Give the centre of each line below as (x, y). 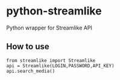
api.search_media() (31, 71)
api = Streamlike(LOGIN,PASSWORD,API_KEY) (60, 66)
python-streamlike (54, 11)
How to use (28, 47)
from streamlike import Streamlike (51, 60)
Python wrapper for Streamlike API (49, 28)
